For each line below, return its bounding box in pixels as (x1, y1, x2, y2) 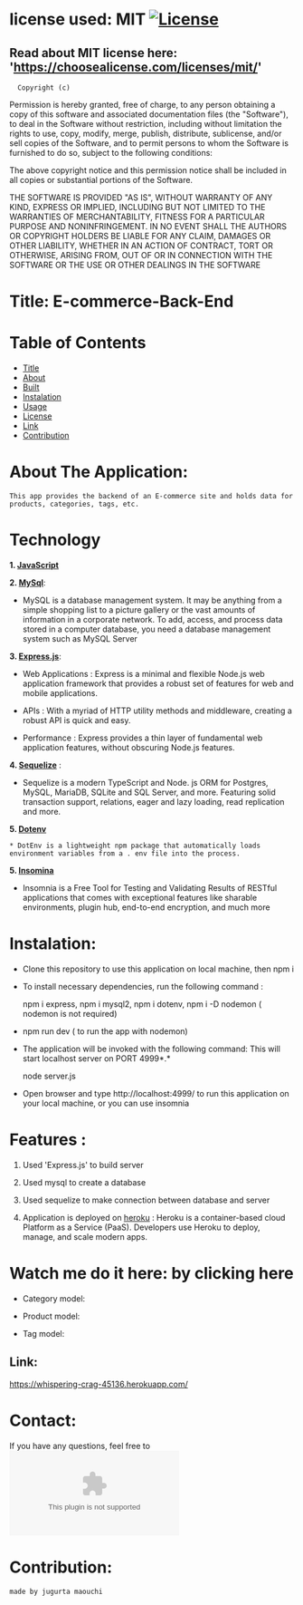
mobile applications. (22, 688, 98, 698)
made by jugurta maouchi (9, 1587, 103, 1596)
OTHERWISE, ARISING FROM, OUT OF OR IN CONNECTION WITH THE (9, 250, 273, 260)
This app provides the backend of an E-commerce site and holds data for (9, 492, 294, 501)
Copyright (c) (17, 83, 71, 92)
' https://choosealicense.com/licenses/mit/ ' (9, 59, 262, 74)
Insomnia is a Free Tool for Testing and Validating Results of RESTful (22, 883, 278, 893)
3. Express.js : (9, 651, 62, 662)
